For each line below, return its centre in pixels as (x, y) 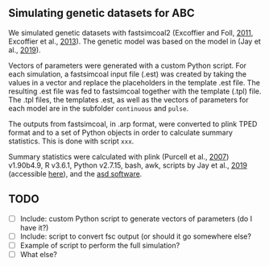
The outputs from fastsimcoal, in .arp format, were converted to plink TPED (133, 123)
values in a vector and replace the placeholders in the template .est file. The (134, 82)
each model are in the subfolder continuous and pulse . (99, 108)
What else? (39, 254)
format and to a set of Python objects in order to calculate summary (121, 132)
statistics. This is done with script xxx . (71, 141)
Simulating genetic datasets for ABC (101, 13)
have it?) (34, 227)
